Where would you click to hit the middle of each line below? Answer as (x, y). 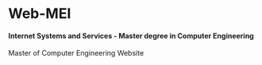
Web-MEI (40, 14)
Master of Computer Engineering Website (76, 53)
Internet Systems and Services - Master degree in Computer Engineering (131, 35)
